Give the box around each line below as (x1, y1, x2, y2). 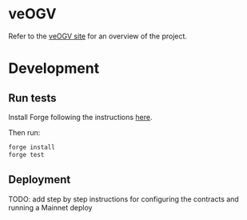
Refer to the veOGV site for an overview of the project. (8, 31, 188, 41)
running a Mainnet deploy (8, 202, 93, 212)
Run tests (8, 91, 57, 105)
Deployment (8, 173, 71, 186)
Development (8, 59, 100, 78)
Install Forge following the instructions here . (8, 112, 153, 122)
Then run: (8, 127, 41, 137)
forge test (8, 150, 45, 158)
